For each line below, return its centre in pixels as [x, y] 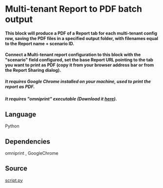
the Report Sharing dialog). [33, 70]
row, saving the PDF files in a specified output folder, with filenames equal [82, 38]
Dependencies [28, 141]
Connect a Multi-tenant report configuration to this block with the [73, 55]
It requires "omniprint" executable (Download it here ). [61, 99]
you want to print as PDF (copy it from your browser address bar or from [80, 65]
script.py [14, 180]
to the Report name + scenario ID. [40, 43]
